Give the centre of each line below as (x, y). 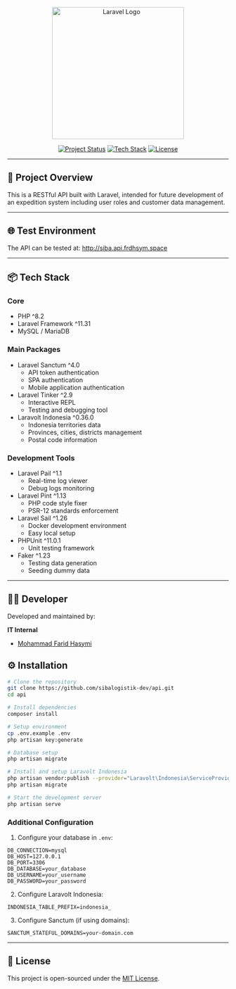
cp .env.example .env (39, 733)
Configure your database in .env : (65, 837)
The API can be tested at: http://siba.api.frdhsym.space (87, 248)
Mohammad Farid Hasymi (55, 643)
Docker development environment (77, 525)
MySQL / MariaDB (44, 332)
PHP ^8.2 (31, 316)
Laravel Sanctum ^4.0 (48, 365)
